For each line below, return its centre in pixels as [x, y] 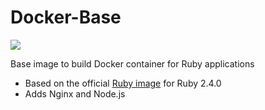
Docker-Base [66, 17]
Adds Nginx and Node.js [75, 93]
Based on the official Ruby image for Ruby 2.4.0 [123, 83]
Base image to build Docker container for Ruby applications [132, 63]
